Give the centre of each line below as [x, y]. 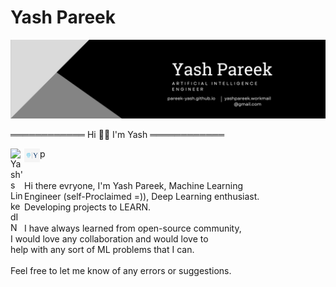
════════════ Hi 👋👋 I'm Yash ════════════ [117, 134]
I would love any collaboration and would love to [109, 238]
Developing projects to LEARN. [87, 207]
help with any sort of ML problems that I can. [102, 249]
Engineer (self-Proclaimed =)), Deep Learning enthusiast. [142, 196]
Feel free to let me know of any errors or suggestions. [121, 270]
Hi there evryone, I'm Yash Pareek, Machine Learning [134, 185]
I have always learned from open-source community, [133, 228]
